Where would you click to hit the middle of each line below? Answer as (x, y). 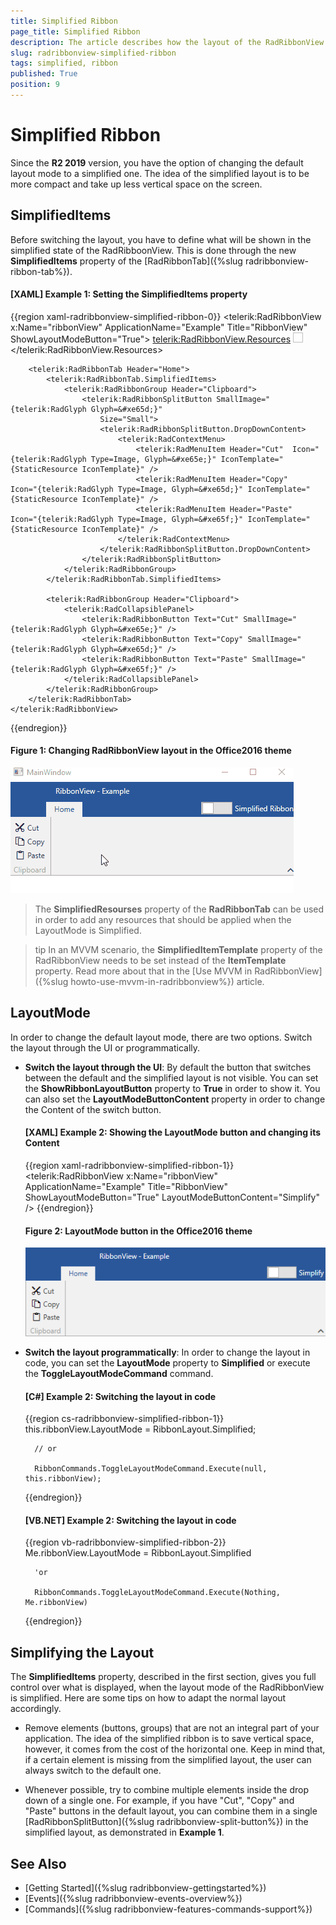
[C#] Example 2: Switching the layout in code (120, 1396)
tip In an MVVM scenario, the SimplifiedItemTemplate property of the (178, 950)
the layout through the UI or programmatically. (105, 1047)
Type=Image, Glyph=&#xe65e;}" (153, 459)
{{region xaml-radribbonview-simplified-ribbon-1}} (129, 1166)
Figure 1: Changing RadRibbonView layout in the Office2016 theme (151, 751)
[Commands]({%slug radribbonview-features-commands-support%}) (168, 1909)
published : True (44, 74)
